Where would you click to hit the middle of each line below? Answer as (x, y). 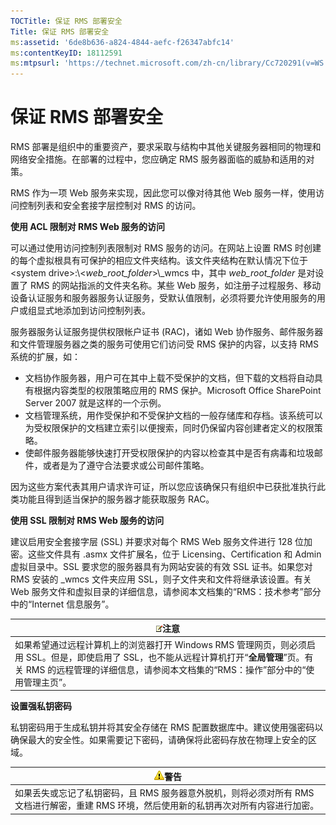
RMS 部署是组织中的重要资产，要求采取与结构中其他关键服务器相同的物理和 (166, 147)
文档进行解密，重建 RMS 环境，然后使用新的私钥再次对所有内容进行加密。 (167, 806)
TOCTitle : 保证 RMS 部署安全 (66, 21)
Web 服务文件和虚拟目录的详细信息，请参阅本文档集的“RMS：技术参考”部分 (166, 592)
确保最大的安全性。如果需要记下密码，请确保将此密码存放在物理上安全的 (159, 740)
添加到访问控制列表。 (106, 311)
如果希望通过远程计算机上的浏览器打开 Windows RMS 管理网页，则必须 (160, 644)
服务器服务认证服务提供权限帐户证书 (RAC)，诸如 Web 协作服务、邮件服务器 (167, 332)
